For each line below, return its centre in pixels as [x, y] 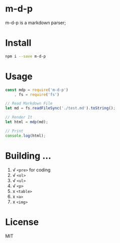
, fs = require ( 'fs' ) [37, 94]
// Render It [19, 117]
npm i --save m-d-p [26, 56]
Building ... [28, 156]
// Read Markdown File [29, 103]
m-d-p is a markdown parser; [36, 23]
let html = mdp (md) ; [27, 122]
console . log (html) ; [26, 136]
